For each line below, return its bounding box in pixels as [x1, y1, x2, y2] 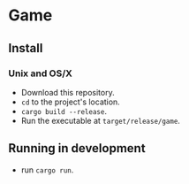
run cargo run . [20, 165, 74, 175]
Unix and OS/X [8, 67, 72, 80]
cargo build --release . [20, 105, 108, 116]
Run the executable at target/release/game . [20, 115, 180, 126]
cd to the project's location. [20, 96, 120, 107]
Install [8, 41, 43, 56]
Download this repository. [20, 87, 116, 97]
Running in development [8, 141, 147, 156]
